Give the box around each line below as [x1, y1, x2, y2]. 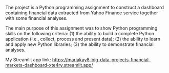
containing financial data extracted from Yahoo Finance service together [5, 10, 158, 16]
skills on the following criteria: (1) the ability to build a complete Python [5, 31, 155, 36]
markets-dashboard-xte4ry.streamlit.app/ [5, 62, 93, 68]
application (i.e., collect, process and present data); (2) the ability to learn [5, 36, 160, 42]
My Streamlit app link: [5, 57, 51, 63]
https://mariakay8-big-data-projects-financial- [52, 57, 151, 63]
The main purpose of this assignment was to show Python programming [5, 25, 158, 31]
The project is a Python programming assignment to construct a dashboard [5, 5, 164, 10]
